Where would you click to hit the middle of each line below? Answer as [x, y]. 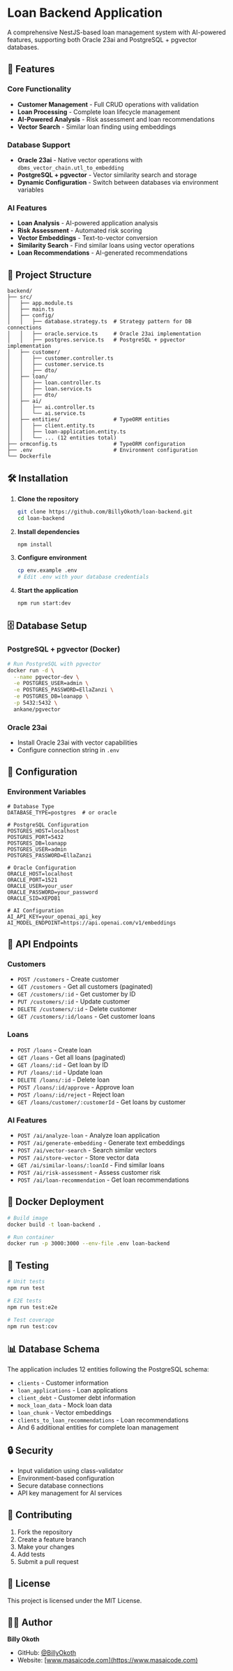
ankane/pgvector [37, 709]
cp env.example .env [47, 571]
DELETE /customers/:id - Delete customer [77, 1009]
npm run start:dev [44, 603]
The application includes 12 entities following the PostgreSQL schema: [108, 1369]
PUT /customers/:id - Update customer [74, 1001]
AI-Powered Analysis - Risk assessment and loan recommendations [116, 119]
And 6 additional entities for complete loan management [98, 1427]
